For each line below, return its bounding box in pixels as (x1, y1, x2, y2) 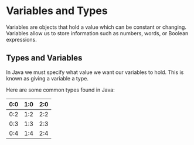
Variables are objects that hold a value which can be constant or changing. (6, 23, 186, 31)
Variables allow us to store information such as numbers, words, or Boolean (6, 29, 189, 36)
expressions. (6, 36, 37, 43)
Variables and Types (6, 4, 108, 18)
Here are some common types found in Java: (6, 86, 115, 93)
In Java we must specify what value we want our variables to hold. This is (6, 69, 184, 76)
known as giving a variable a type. (6, 75, 89, 82)
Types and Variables (6, 53, 83, 63)
